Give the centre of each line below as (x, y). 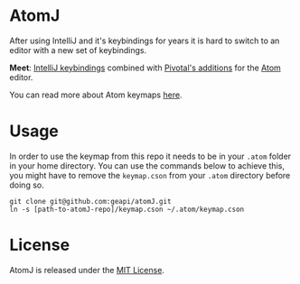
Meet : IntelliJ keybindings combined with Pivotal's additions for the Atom (145, 68)
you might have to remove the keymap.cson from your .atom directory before (150, 175)
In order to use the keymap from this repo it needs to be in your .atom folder (150, 156)
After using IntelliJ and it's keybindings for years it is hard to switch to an (145, 41)
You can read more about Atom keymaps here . (96, 95)
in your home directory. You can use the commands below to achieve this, (147, 165)
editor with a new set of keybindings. (78, 50)
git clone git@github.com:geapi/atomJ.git (90, 201)
